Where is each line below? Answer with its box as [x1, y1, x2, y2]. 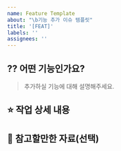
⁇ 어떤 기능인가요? [7, 62, 85, 74]
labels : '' [7, 29, 38, 36]
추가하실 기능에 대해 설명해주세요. [23, 82, 115, 90]
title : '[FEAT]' [7, 23, 54, 30]
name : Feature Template [7, 10, 76, 17]
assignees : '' [7, 36, 48, 43]
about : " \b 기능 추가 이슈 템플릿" [7, 16, 93, 23]
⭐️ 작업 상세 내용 [7, 104, 70, 116]
